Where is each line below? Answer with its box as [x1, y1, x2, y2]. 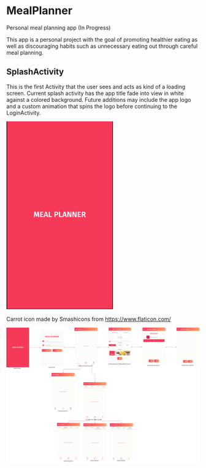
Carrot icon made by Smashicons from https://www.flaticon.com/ [6, 315, 172, 323]
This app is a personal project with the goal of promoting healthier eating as [6, 36, 198, 43]
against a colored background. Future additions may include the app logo [6, 96, 191, 103]
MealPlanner [6, 4, 72, 18]
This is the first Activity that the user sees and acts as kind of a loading [6, 83, 186, 90]
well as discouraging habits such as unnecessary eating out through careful [6, 42, 198, 50]
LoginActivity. [6, 109, 41, 117]
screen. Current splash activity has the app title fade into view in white [6, 90, 184, 97]
